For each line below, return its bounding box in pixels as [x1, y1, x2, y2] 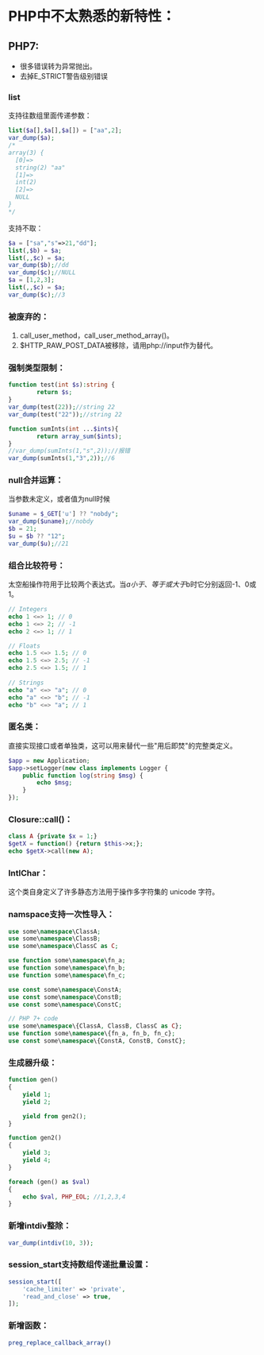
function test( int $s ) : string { [8, 381, 115, 389]
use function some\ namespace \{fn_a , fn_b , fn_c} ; [8, 1030, 176, 1038]
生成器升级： [8, 1057, 58, 1068]
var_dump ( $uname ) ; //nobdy [8, 517, 94, 525]
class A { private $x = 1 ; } [8, 832, 98, 841]
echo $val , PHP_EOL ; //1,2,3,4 [22, 1193, 126, 1201]
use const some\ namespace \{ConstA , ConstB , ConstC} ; [8, 1037, 186, 1045]
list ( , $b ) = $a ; [8, 246, 62, 254]
